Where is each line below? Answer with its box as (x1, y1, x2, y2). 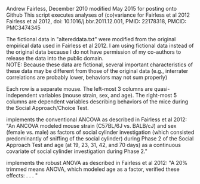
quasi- (154, 85, 170, 92)
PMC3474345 (6, 24, 41, 31)
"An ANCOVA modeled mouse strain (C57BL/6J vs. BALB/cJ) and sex (6, 122, 177, 129)
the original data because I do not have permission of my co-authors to (6, 48, 181, 56)
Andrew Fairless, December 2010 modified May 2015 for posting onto (6, 5, 177, 12)
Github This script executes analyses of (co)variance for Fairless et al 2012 (6, 11, 190, 19)
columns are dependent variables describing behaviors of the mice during (6, 98, 189, 105)
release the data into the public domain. (6, 55, 104, 62)
